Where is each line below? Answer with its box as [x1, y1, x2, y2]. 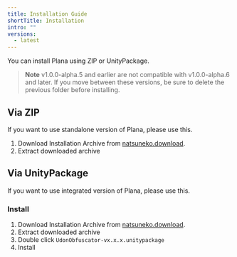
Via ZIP [7, 106, 40, 119]
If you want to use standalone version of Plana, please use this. [7, 125, 193, 133]
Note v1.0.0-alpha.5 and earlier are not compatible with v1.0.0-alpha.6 [24, 71, 230, 79]
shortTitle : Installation [7, 17, 84, 24]
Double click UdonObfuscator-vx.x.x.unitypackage [17, 236, 165, 244]
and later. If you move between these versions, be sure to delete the [24, 78, 225, 86]
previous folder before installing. [24, 86, 120, 94]
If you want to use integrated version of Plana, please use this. [7, 186, 191, 195]
